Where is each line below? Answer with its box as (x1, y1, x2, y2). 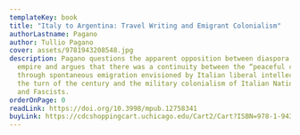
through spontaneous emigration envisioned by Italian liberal (17, 71, 257, 80)
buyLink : (9, 112, 42, 121)
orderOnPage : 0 (9, 95, 66, 105)
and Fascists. (17, 87, 70, 96)
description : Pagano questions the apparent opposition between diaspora (9, 54, 290, 63)
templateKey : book (9, 12, 78, 22)
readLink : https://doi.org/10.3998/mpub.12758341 (9, 104, 198, 113)
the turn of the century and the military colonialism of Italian (17, 79, 270, 88)
